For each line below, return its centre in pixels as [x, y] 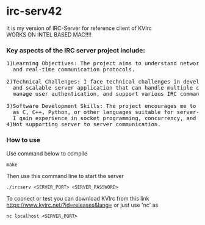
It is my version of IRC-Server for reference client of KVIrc [79, 28]
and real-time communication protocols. [74, 70]
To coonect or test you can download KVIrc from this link [78, 198]
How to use [23, 140]
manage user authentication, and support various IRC [95, 94]
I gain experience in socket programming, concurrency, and [104, 118]
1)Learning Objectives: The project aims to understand [92, 63]
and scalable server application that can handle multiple [103, 88]
